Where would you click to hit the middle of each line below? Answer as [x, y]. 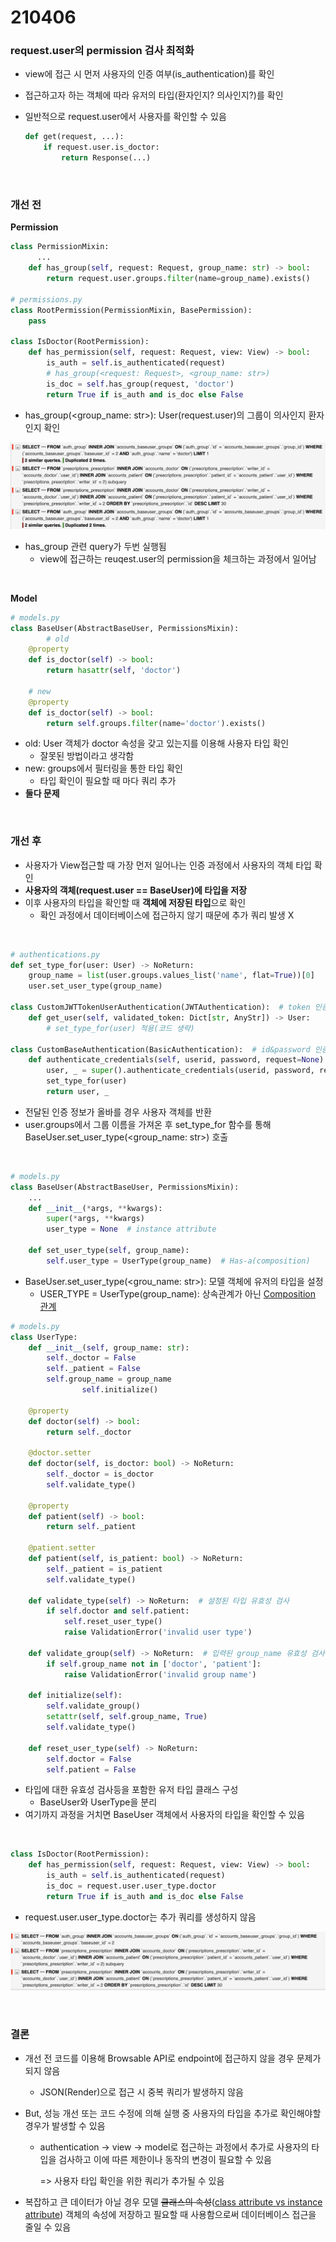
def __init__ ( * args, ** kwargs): [95, 1208]
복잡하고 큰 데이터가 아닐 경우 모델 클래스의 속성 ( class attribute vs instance [173, 2202]
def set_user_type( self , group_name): [109, 1251]
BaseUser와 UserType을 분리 [98, 1802]
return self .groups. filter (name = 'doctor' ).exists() [156, 723]
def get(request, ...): [74, 137]
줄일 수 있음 [48, 2227]
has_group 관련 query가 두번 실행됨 [95, 546]
